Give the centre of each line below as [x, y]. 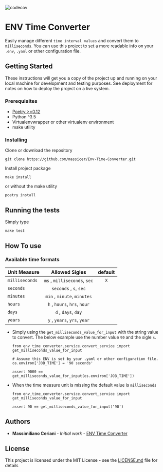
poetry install [20, 195]
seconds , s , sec [69, 288]
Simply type [17, 222]
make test [15, 231]
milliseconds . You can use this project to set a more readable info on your [79, 46]
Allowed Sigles [69, 272]
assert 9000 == [27, 372]
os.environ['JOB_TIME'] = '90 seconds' [53, 363]
